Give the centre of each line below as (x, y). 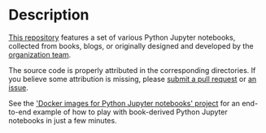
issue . (18, 88)
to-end (20, 112)
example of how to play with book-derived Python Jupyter (130, 112)
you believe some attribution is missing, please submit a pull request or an (133, 79)
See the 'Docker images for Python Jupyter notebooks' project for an (124, 103)
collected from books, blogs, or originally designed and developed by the (131, 45)
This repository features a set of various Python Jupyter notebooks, (122, 37)
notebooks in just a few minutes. (63, 120)
